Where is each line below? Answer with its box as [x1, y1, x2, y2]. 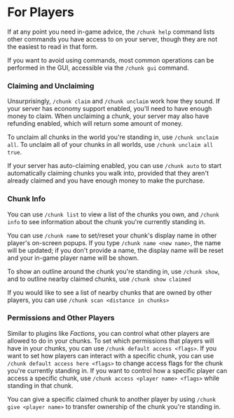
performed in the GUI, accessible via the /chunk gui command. [7, 63, 189, 72]
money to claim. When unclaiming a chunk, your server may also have [7, 112, 209, 120]
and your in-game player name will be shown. [7, 254, 139, 262]
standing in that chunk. [7, 381, 74, 390]
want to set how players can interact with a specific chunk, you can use [7, 351, 214, 360]
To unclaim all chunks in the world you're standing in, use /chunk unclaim [7, 133, 219, 141]
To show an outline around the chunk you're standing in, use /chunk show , [7, 267, 220, 275]
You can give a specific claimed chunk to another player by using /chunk [7, 395, 216, 403]
